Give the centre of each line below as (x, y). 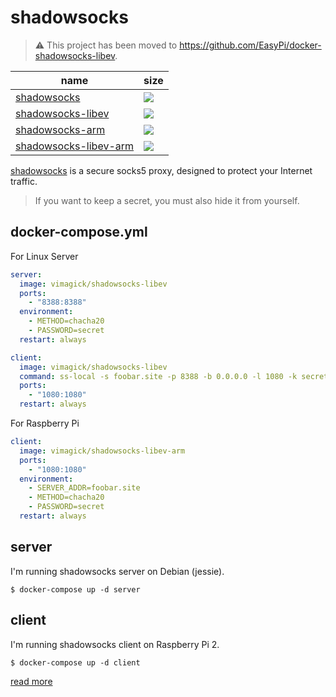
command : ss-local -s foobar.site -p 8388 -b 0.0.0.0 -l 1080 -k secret (174, 376)
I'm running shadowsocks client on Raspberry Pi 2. (115, 644)
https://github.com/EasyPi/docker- (250, 45)
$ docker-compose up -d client (75, 662)
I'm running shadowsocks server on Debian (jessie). (117, 571)
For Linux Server (44, 256)
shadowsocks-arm (60, 129)
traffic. (24, 181)
